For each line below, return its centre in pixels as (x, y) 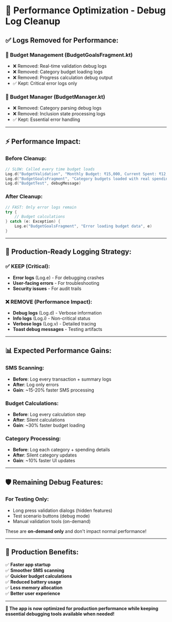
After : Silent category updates (45, 455)
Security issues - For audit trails (47, 288)
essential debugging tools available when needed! (60, 614)
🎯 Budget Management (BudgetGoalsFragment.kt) (69, 55)
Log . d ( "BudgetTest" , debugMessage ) (43, 183)
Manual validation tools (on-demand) (52, 521)
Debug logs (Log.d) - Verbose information (57, 313)
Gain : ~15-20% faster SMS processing (53, 390)
